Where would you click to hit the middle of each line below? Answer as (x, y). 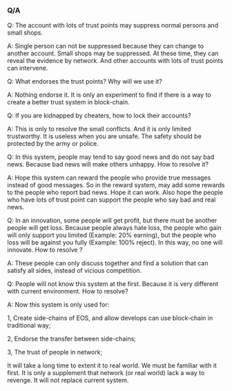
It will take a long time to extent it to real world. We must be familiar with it (112, 365)
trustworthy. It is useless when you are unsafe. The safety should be (104, 136)
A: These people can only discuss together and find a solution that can (108, 263)
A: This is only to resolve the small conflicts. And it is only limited (99, 129)
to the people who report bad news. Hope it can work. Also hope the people (115, 193)
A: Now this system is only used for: (58, 305)
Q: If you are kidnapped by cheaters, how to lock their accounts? (99, 115)
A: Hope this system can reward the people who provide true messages (109, 178)
